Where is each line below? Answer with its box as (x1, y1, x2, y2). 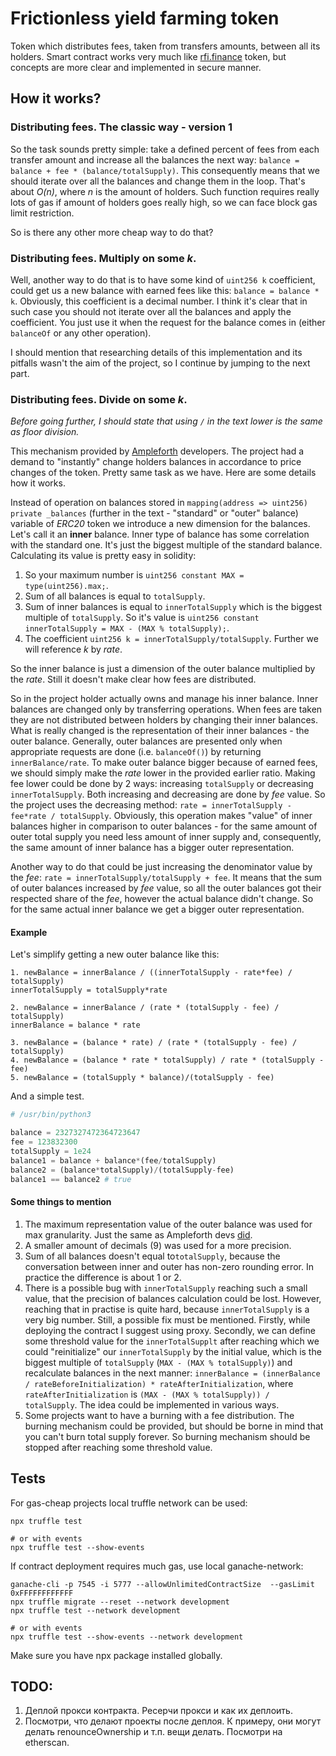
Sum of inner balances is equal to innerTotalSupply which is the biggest (24, 601, 323, 613)
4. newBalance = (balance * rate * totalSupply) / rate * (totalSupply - (10, 1055, 325, 1066)
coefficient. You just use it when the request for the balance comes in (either (10, 316, 326, 328)
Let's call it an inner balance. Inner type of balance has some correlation (10, 528, 310, 541)
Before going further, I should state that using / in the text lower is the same (10, 415, 323, 427)
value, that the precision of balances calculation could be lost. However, (24, 1292, 322, 1304)
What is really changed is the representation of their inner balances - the (10, 725, 310, 737)
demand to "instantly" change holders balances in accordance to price (10, 456, 302, 468)
